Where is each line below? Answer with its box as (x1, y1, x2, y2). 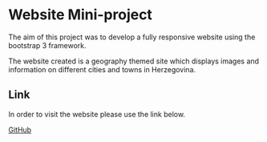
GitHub (8, 124, 32, 134)
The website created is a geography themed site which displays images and (8, 56, 259, 66)
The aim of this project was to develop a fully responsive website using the (8, 32, 256, 42)
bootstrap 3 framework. (8, 40, 87, 50)
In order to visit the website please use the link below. (8, 109, 186, 119)
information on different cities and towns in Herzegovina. (8, 64, 196, 74)
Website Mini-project (8, 6, 152, 24)
